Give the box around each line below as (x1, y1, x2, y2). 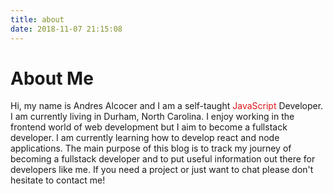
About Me (10, 67, 94, 90)
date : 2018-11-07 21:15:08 (10, 24, 123, 34)
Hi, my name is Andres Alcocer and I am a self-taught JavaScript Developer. (10, 100, 324, 112)
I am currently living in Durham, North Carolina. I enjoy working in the (10, 111, 295, 123)
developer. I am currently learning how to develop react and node (10, 132, 280, 144)
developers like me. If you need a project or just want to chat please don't (10, 164, 314, 176)
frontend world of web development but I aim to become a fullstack (10, 121, 288, 133)
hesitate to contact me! (10, 174, 106, 186)
